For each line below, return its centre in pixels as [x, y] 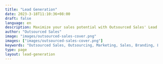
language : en [18, 23]
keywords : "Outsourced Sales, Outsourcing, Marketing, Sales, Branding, [80, 45]
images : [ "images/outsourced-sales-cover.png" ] [54, 41]
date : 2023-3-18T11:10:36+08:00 [38, 14]
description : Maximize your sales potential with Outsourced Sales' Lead [81, 27]
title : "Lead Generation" [31, 9]
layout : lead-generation [30, 54]
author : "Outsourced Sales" [33, 32]
